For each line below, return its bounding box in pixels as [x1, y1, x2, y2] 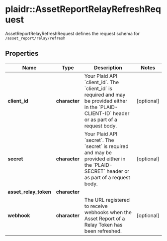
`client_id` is [84, 85, 113, 92]
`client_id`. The [84, 79, 119, 86]
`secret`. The [84, 136, 114, 143]
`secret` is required [84, 143, 129, 150]
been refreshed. [84, 228, 122, 235]
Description [93, 64, 123, 71]
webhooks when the [84, 209, 132, 216]
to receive [84, 203, 108, 210]
